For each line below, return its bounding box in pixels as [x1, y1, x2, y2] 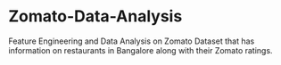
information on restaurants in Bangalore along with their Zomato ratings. [8, 45, 273, 55]
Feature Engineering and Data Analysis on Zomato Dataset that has [8, 36, 255, 46]
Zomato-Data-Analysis [8, 6, 183, 27]
